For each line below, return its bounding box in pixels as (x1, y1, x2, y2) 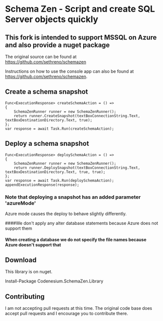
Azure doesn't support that (5, 241, 61, 247)
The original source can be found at (5, 54, 77, 60)
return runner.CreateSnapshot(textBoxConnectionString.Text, (14, 113, 140, 118)
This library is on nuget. (5, 269, 53, 275)
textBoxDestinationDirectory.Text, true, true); (5, 169, 106, 174)
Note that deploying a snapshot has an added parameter (5, 194, 141, 201)
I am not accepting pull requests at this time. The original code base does (5, 305, 152, 311)
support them (5, 225, 33, 231)
